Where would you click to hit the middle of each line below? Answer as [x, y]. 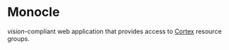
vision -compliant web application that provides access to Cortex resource [114, 31]
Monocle [33, 12]
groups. [19, 38]
